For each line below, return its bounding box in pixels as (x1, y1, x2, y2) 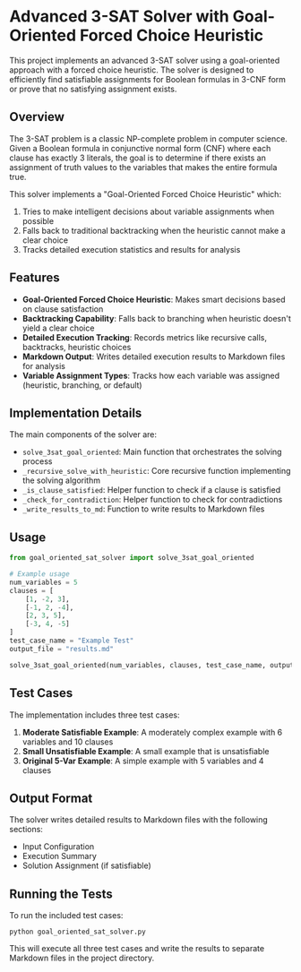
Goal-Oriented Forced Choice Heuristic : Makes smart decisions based (21, 294, 286, 305)
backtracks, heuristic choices (21, 341, 132, 352)
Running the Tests (9, 886, 114, 901)
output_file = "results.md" (9, 644, 115, 653)
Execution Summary (21, 851, 97, 862)
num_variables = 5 (9, 578, 78, 587)
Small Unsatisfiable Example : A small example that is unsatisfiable (21, 745, 270, 756)
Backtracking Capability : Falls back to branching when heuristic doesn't (21, 313, 291, 323)
